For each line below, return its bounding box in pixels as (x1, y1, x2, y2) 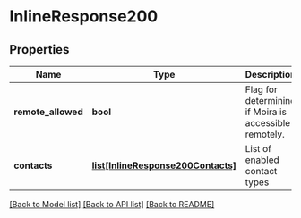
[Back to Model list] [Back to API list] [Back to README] (9, 199, 215, 209)
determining (245, 95, 297, 106)
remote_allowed (13, 105, 83, 118)
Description (245, 69, 297, 80)
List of (245, 143, 271, 155)
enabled (245, 154, 279, 166)
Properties (9, 42, 70, 57)
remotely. (245, 128, 285, 140)
